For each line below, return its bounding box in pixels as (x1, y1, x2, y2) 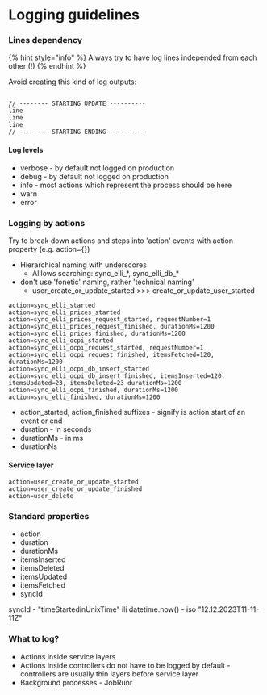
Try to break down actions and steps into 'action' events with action (8, 236, 234, 245)
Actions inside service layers (19, 651, 116, 661)
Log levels (8, 145, 44, 155)
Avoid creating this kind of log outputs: (8, 77, 137, 86)
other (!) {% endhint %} (8, 61, 86, 71)
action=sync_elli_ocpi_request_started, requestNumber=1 (8, 343, 204, 352)
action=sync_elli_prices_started (8, 308, 121, 316)
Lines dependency (8, 35, 83, 46)
